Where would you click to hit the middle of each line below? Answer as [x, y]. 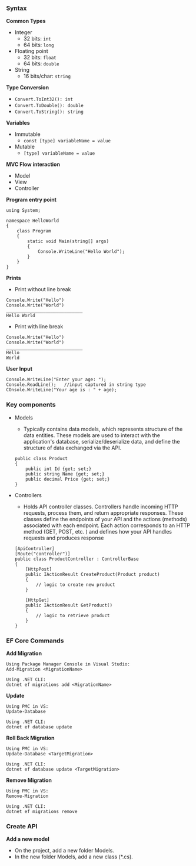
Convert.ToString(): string [49, 112]
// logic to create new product [76, 584]
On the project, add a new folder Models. [64, 851]
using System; [24, 211]
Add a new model [28, 839]
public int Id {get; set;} [59, 469]
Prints [14, 278]
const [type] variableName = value [67, 141]
